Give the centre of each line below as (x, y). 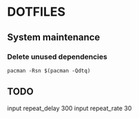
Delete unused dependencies (57, 57)
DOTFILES (36, 12)
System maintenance (54, 37)
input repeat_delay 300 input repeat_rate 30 (69, 108)
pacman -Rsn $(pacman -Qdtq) (49, 70)
